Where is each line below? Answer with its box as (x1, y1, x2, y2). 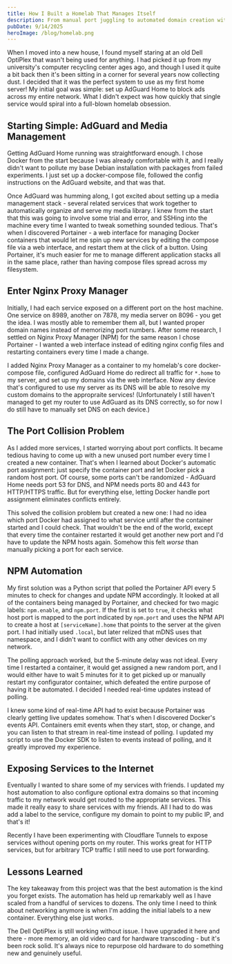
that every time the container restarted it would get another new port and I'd (7, 530, 224, 539)
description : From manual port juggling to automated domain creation (7, 17, 215, 24)
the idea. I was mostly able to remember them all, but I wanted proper (7, 318, 205, 326)
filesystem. (7, 266, 39, 274)
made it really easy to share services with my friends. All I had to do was (7, 803, 213, 811)
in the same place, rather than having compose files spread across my (7, 258, 207, 266)
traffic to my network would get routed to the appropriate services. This (7, 796, 211, 804)
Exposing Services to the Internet (7, 762, 154, 775)
